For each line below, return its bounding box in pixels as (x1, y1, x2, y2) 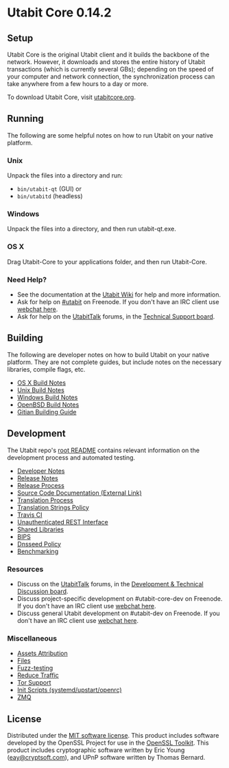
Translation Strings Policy (16, 503, 89, 511)
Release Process (16, 481, 65, 489)
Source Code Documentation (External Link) (16, 489, 142, 497)
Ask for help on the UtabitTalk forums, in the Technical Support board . (16, 312, 215, 321)
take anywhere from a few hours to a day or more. (7, 80, 149, 87)
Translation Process (16, 495, 73, 504)
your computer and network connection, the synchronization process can (7, 72, 215, 81)
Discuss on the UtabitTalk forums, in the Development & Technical (16, 579, 204, 588)
